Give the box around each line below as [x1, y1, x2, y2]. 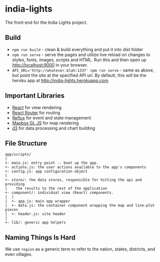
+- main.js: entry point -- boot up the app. [5, 160, 98, 166]
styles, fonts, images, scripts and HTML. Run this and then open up [12, 57, 147, 63]
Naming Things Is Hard [5, 233, 76, 242]
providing [5, 182, 25, 187]
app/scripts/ [5, 152, 32, 157]
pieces [5, 208, 18, 212]
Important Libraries [5, 91, 64, 100]
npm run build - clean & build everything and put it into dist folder [12, 46, 144, 52]
